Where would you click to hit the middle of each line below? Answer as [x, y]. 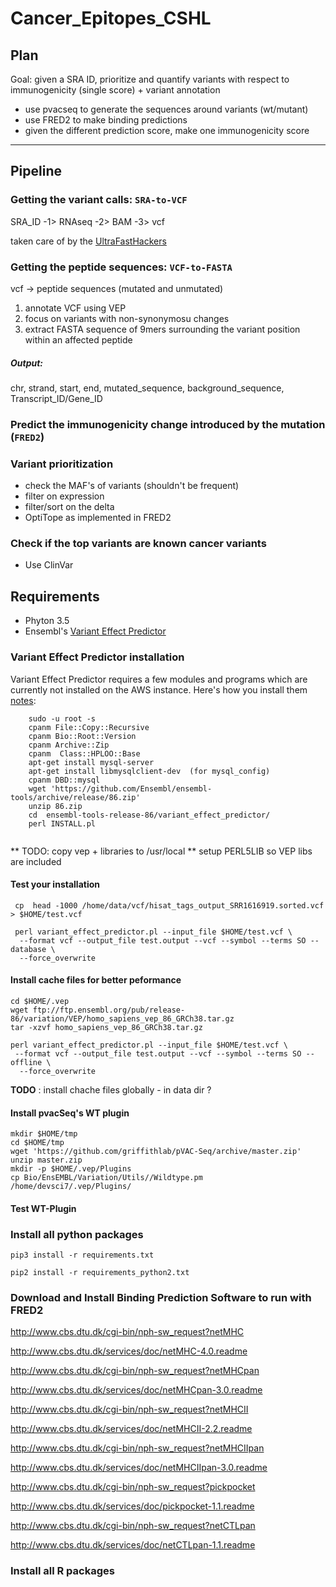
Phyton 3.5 [47, 621]
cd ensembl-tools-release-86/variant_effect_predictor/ [149, 815]
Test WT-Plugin [43, 1208]
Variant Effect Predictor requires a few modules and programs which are [159, 679]
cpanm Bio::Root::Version [82, 736]
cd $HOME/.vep [40, 1001]
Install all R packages [62, 1571]
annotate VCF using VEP [75, 308]
